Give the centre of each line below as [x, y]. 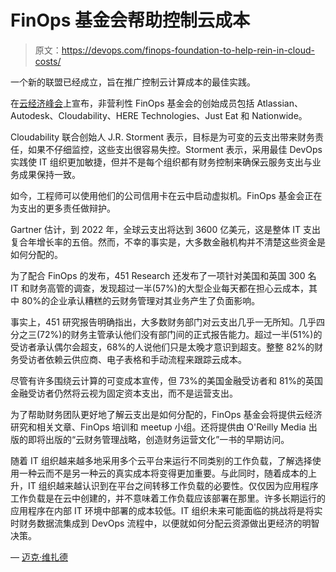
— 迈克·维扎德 [39, 557]
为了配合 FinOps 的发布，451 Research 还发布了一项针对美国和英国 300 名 [163, 275]
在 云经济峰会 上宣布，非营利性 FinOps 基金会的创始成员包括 [132, 103]
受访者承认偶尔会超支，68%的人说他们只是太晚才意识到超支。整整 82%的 [162, 347]
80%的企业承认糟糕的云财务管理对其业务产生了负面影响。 [141, 300]
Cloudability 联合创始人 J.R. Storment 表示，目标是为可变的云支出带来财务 [163, 137]
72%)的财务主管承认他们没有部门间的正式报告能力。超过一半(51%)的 [181, 334]
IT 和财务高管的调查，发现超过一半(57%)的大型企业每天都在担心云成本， [159, 288]
